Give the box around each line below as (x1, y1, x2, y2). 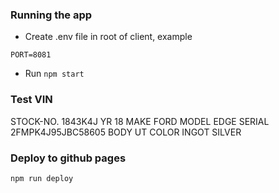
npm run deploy (10, 173, 74, 183)
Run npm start (24, 68, 85, 80)
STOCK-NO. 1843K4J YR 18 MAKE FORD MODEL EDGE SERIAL (10, 115, 270, 127)
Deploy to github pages (10, 151, 127, 165)
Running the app (10, 8, 93, 22)
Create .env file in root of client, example (24, 31, 193, 43)
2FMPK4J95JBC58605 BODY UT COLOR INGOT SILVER (10, 126, 242, 138)
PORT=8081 (10, 50, 52, 60)
